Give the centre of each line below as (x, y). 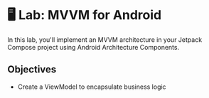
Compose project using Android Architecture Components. (93, 47)
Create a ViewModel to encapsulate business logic (92, 87)
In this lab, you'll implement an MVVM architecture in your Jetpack (105, 39)
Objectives (32, 70)
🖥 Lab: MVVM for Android (85, 15)
